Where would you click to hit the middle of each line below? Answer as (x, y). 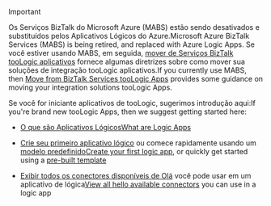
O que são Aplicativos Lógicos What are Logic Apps (106, 127)
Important (25, 12)
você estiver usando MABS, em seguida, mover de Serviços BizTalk (121, 53)
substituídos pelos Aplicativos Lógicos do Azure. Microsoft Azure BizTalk (129, 36)
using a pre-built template (63, 160)
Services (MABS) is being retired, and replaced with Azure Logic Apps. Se (131, 44)
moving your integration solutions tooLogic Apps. (90, 87)
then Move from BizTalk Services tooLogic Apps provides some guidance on (136, 79)
